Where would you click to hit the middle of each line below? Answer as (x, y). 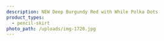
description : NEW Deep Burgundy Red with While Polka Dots (82, 12)
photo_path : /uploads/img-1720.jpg (51, 29)
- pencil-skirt (31, 23)
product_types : (25, 17)
